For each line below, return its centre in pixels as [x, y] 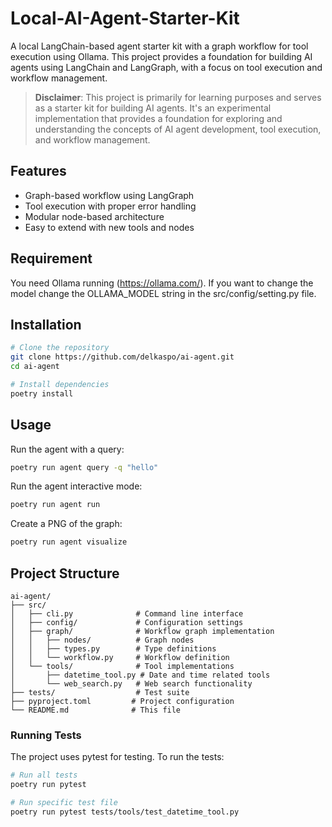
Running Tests [46, 735]
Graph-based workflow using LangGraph [109, 195]
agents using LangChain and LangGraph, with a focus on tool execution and [166, 67]
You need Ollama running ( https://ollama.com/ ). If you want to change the [162, 283]
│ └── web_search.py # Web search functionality [131, 684]
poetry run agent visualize [69, 542]
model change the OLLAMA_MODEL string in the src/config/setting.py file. [163, 293]
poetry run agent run [55, 505]
